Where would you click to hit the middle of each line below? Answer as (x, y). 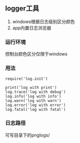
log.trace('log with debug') (35, 92)
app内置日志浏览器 (32, 28)
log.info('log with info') (33, 96)
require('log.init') (27, 79)
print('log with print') (31, 88)
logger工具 (22, 9)
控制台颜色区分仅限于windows (36, 54)
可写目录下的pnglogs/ (27, 135)
